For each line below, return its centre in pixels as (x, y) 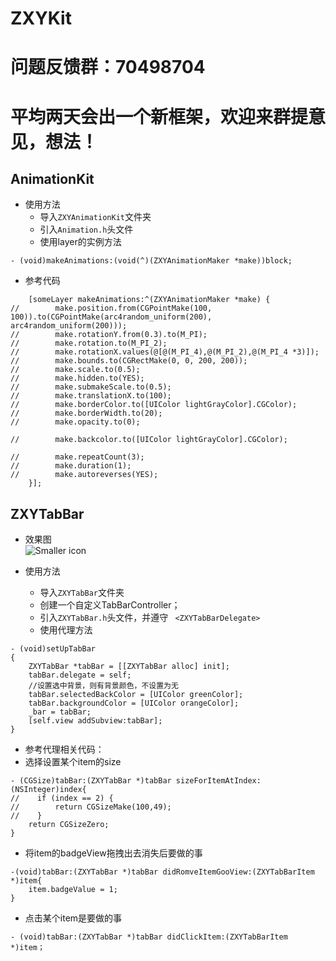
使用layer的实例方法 (80, 242)
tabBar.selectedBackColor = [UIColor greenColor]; (136, 695)
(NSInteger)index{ (48, 790)
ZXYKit (41, 18)
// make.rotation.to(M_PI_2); (89, 343)
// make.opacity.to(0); (75, 422)
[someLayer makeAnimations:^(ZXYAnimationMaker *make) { (149, 300)
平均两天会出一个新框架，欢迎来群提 (159, 116)
